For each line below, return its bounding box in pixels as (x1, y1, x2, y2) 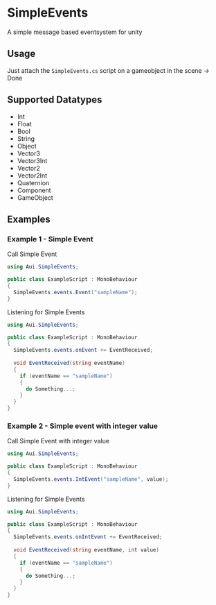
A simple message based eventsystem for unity (7, 28, 143, 36)
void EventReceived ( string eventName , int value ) (13, 547, 159, 554)
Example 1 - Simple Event (7, 234, 93, 244)
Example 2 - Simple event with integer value (7, 421, 158, 431)
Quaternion (17, 178, 50, 187)
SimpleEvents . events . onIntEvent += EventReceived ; (13, 534, 163, 540)
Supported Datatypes (7, 94, 102, 105)
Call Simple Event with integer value (7, 437, 109, 445)
